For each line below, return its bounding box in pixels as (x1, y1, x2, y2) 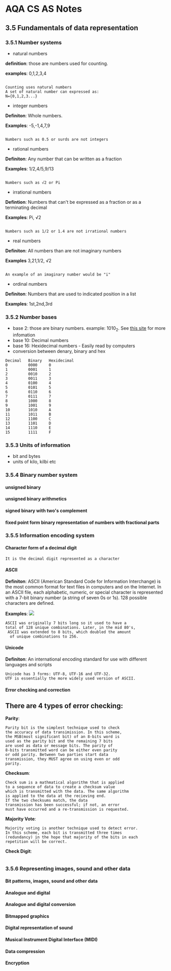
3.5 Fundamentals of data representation (5, 24, 138, 32)
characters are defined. (5, 600, 55, 606)
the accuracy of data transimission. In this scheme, (5, 729, 123, 735)
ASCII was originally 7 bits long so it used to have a (5, 620, 127, 625)
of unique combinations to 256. (10, 634, 79, 639)
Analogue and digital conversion (5, 901, 76, 907)
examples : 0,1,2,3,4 (5, 70, 47, 76)
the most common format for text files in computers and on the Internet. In (5, 583, 162, 589)
